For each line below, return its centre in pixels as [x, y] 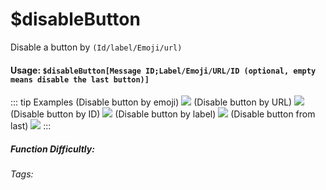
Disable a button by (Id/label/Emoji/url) [96, 47]
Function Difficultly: [52, 149]
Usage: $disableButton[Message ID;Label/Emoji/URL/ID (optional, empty [163, 70]
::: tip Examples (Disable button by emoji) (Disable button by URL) [151, 102]
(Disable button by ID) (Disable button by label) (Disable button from [163, 114]
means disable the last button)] [80, 79]
